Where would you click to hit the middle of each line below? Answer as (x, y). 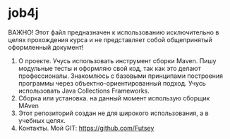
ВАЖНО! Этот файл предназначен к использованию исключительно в (114, 32)
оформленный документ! (46, 47)
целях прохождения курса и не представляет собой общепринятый (110, 39)
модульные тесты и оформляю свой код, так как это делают (110, 68)
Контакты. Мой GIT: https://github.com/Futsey (86, 128)
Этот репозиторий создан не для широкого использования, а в (113, 113)
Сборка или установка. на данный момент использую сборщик (114, 98)
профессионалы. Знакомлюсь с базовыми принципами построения (121, 76)
